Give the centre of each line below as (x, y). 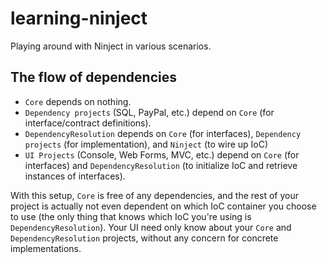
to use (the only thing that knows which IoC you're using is (131, 216)
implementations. (46, 248)
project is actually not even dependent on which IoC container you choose (163, 206)
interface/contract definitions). (88, 123)
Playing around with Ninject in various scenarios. (111, 46)
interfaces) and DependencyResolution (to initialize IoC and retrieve (161, 165)
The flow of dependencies (93, 77)
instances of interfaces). (75, 176)
